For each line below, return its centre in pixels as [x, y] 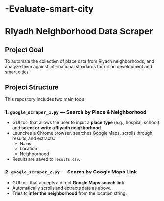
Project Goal [24, 49]
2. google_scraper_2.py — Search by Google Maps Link [71, 172]
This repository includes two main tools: [45, 99]
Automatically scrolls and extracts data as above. [62, 188]
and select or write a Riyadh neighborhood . [57, 128]
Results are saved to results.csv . [46, 159]
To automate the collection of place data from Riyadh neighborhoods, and [80, 61]
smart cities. [18, 72]
